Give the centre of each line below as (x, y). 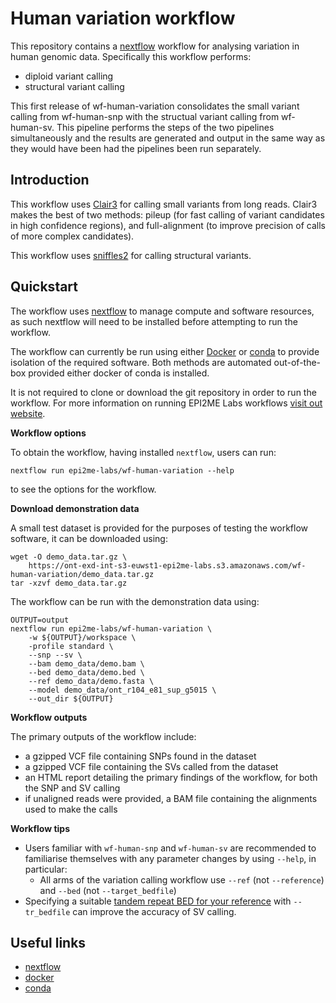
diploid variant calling (69, 76)
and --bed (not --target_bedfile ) (108, 890)
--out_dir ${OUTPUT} (71, 698)
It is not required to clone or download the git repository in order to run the (163, 392)
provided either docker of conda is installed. (119, 373)
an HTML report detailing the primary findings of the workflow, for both (171, 777)
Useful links (48, 942)
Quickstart (44, 287)
